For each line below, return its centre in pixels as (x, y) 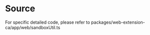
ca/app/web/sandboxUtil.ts (33, 27)
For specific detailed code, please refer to (48, 22)
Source (20, 9)
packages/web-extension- (118, 22)
